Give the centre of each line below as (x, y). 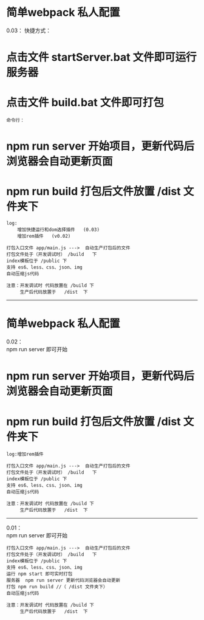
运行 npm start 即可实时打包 (39, 574)
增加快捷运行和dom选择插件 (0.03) (59, 230)
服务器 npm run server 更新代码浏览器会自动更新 (63, 580)
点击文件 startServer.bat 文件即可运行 (102, 57)
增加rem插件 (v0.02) (44, 236)
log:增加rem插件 (25, 454)
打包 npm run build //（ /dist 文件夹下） (57, 587)
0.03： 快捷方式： (29, 30)
